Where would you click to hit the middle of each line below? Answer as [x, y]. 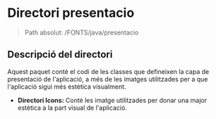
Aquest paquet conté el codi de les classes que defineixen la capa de [108, 71]
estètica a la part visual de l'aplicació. [72, 108]
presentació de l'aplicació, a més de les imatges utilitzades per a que [108, 79]
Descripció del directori [60, 55]
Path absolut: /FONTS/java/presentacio [82, 32]
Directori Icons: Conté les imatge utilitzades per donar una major [112, 100]
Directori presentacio [71, 13]
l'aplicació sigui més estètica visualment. [67, 87]
